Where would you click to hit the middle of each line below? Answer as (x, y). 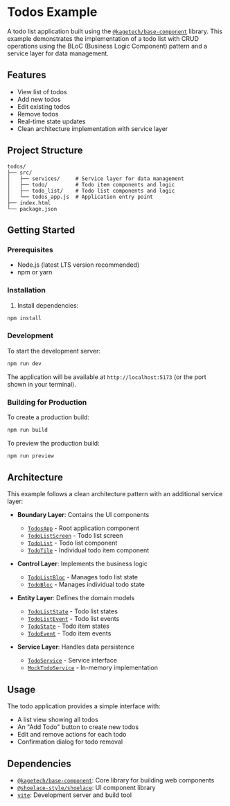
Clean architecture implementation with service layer (92, 128)
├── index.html (29, 203)
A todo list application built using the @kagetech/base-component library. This (115, 31)
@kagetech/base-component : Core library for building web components (116, 780)
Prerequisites (30, 249)
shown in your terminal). (42, 384)
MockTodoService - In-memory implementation (92, 668)
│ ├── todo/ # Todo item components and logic (91, 184)
